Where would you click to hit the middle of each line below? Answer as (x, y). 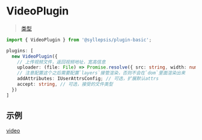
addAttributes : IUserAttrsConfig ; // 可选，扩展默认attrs (88, 79)
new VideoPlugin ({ (35, 56)
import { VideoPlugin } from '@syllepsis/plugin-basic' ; (79, 40)
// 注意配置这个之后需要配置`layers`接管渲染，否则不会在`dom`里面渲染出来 (101, 73)
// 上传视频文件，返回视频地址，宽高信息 (62, 62)
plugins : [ (20, 50)
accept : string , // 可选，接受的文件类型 (65, 84)
